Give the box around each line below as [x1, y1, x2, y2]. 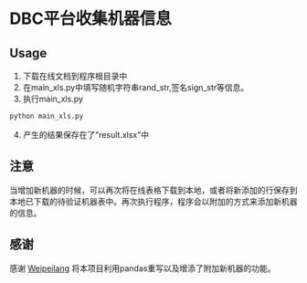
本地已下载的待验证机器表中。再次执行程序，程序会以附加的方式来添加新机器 [9, 195, 298, 206]
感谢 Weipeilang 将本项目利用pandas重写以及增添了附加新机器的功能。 [9, 262, 276, 274]
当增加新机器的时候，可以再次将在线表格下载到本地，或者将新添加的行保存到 [9, 184, 298, 195]
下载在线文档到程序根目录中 [22, 70, 128, 81]
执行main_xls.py [22, 93, 84, 104]
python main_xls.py [9, 111, 84, 121]
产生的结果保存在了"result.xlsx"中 [22, 129, 149, 140]
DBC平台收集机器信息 [9, 8, 172, 29]
